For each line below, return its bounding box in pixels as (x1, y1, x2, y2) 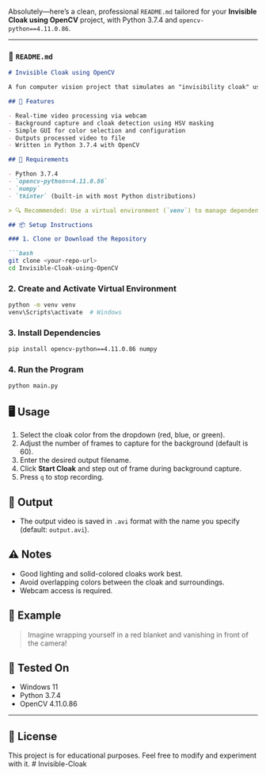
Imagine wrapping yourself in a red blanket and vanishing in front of (27, 630, 249, 639)
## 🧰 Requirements (8, 156, 69, 164)
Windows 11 (19, 682, 59, 692)
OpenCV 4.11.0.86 (19, 699, 78, 709)
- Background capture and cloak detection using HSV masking (8, 119, 215, 127)
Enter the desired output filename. (19, 456, 131, 465)
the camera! (27, 638, 67, 648)
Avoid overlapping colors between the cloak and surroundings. (19, 577, 225, 587)
